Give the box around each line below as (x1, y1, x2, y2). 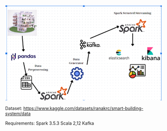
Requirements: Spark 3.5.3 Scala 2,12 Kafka (5, 120, 94, 126)
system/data (5, 110, 31, 117)
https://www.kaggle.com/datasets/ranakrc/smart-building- (23, 105, 144, 111)
